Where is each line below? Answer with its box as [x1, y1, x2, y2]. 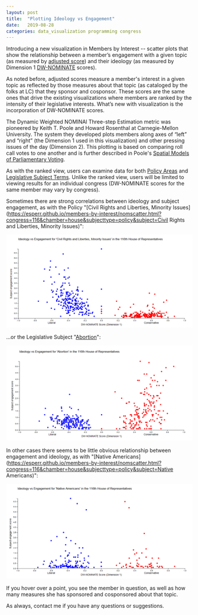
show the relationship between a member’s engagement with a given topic [6, 51, 187, 58]
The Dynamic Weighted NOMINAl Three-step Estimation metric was [6, 118, 171, 125]
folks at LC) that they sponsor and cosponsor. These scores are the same [6, 88, 185, 95]
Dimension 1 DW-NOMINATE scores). [6, 64, 97, 71]
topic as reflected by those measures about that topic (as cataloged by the [6, 82, 188, 89]
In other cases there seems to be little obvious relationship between [6, 447, 171, 454]
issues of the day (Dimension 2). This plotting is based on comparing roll [6, 144, 183, 151]
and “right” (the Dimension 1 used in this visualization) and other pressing [6, 137, 185, 144]
